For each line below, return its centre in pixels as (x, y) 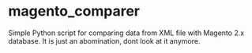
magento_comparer (74, 11)
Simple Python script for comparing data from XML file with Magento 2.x (126, 33)
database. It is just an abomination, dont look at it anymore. (104, 41)
